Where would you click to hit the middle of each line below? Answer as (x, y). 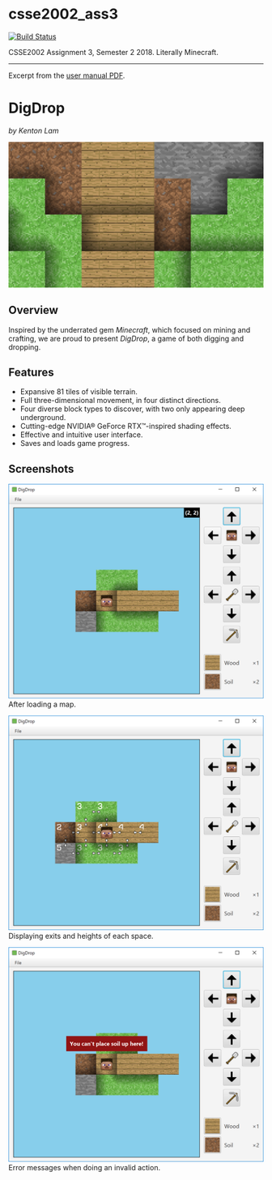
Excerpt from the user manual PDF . (67, 75)
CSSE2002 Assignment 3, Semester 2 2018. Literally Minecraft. (113, 52)
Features (31, 372)
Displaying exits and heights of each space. (81, 936)
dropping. (25, 347)
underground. (43, 418)
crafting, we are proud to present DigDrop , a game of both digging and (126, 338)
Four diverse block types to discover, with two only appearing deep (132, 409)
